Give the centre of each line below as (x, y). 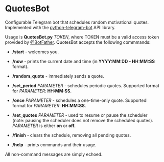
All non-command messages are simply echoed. (54, 154)
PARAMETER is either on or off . (44, 126)
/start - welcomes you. (35, 52)
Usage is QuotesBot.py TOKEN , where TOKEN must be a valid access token (82, 37)
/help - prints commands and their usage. (54, 145)
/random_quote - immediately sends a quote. (58, 76)
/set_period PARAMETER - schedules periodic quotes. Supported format (86, 85)
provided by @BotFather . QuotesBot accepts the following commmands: (78, 42)
